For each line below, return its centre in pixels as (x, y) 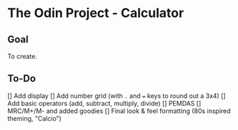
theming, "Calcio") (35, 118)
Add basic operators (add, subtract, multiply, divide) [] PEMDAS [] (104, 103)
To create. (23, 56)
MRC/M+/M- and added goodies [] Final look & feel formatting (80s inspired (119, 111)
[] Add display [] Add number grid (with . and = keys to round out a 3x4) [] (117, 96)
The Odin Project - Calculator (96, 13)
